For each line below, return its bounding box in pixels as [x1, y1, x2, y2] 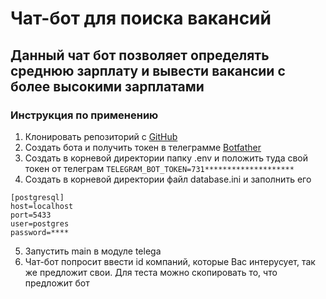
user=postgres [10, 218, 70, 229]
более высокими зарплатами [10, 78, 205, 95]
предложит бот [24, 277, 90, 289]
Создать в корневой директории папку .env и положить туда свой [24, 152, 309, 164]
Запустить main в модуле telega [24, 245, 162, 257]
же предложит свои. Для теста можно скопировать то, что [24, 266, 278, 278]
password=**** [10, 227, 70, 237]
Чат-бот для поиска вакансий [10, 7, 272, 30]
